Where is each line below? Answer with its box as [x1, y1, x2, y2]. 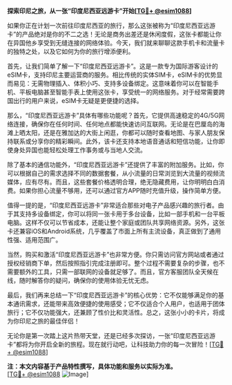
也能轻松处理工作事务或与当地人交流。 [37, 146, 146, 154]
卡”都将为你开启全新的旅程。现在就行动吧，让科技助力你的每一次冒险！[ [7, 340, 212, 348]
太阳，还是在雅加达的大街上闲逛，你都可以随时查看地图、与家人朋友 [25, 129, 219, 137]
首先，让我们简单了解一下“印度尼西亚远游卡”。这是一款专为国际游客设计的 [7, 62, 219, 70]
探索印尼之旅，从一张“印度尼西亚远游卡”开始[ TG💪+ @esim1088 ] [7, 7, 192, 15]
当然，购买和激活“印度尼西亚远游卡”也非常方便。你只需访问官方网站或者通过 [7, 250, 224, 259]
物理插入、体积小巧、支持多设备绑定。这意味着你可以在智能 [43, 79, 213, 87]
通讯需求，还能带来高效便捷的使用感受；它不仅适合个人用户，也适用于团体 [12, 300, 225, 308]
